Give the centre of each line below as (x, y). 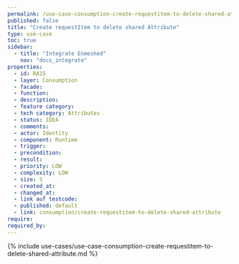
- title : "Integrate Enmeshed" (60, 54)
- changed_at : (34, 193)
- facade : (28, 87)
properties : (25, 67)
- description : (36, 100)
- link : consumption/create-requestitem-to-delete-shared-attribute (117, 213)
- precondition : (38, 153)
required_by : (27, 226)
